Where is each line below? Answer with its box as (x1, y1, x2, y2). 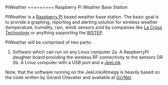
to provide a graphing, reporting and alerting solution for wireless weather (5, 19, 158, 25)
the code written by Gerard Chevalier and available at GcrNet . (5, 75, 133, 80)
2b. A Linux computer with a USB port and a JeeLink (12, 60, 121, 65)
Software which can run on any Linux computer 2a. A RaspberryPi (12, 49, 149, 55)
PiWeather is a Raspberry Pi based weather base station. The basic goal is (5, 14, 159, 19)
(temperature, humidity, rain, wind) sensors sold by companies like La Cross (5, 24, 162, 30)
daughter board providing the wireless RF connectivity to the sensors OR (12, 54, 163, 60)
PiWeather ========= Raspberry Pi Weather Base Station (5, 4, 128, 10)
